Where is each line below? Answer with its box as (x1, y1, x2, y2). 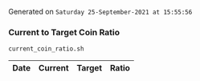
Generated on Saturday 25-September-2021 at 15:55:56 (8, 7, 193, 16)
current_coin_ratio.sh (8, 45, 84, 53)
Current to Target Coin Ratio (8, 26, 120, 38)
